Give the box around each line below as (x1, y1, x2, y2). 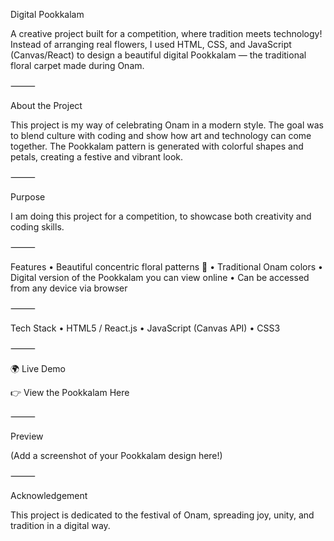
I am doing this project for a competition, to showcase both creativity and (10, 210, 312, 222)
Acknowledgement (10, 490, 88, 501)
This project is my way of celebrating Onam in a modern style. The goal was (10, 119, 324, 131)
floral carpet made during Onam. (10, 60, 145, 71)
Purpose (10, 191, 46, 203)
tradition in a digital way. (10, 520, 111, 531)
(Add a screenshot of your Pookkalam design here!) (10, 450, 223, 461)
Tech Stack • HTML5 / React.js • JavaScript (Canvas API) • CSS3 (10, 322, 281, 334)
